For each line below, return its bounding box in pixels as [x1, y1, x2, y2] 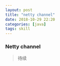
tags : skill [5, 26, 30, 31]
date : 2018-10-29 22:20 [5, 17, 55, 22]
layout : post [5, 7, 33, 13]
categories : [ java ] [5, 21, 46, 27]
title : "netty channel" [5, 12, 55, 17]
